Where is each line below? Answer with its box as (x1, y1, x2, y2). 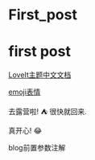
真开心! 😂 (8, 126, 43, 136)
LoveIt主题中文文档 (8, 70, 72, 80)
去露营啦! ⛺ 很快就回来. (8, 107, 87, 117)
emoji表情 (8, 87, 41, 97)
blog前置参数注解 (8, 143, 66, 153)
